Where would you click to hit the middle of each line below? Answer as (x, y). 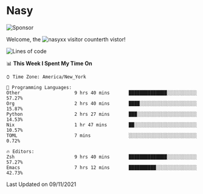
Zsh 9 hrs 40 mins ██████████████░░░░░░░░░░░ (102, 157)
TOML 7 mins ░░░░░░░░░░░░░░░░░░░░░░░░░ (102, 135)
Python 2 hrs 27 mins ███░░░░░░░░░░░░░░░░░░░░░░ (102, 114)
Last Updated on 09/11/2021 (41, 184)
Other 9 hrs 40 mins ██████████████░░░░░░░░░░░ (102, 93)
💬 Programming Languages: (39, 87)
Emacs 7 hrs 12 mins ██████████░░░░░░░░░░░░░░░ (102, 167)
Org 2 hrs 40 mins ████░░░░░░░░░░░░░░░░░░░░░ (102, 103)
